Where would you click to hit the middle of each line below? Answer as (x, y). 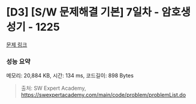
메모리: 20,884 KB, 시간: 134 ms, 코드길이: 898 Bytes (70, 75)
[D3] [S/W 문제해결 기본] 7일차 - (83, 12)
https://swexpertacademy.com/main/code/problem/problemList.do (103, 95)
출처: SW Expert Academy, (53, 88)
